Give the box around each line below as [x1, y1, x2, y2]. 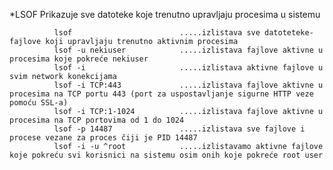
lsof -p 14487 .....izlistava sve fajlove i [53, 124, 306, 134]
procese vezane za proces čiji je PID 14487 [9, 133, 198, 143]
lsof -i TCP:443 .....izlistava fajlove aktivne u [53, 80, 324, 90]
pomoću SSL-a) [9, 98, 69, 108]
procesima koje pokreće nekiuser [9, 54, 149, 64]
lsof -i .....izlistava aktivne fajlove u [53, 63, 324, 73]
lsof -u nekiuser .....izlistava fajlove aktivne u [53, 45, 324, 55]
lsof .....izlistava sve [53, 28, 261, 38]
